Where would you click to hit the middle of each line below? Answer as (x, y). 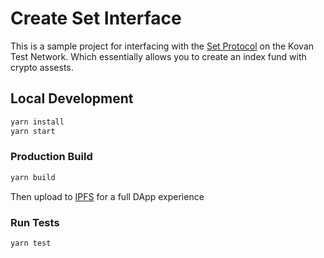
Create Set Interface (96, 18)
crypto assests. (42, 67)
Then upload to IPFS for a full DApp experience (107, 196)
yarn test (31, 243)
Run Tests (35, 222)
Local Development (72, 98)
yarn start (33, 131)
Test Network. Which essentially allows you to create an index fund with (158, 56)
